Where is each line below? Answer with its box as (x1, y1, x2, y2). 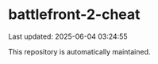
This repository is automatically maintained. (8, 47, 151, 56)
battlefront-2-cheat (8, 6, 141, 24)
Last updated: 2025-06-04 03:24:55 (8, 32, 129, 41)
